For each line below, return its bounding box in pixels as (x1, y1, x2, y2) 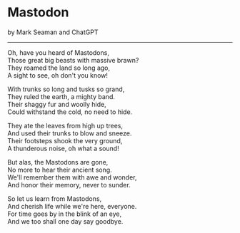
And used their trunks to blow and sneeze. (7, 129, 132, 138)
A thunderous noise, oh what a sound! (7, 144, 119, 152)
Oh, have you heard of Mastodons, (7, 48, 109, 57)
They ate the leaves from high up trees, (7, 121, 124, 130)
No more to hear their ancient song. (7, 165, 112, 174)
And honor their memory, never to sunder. (7, 180, 131, 189)
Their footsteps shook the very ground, (7, 136, 123, 145)
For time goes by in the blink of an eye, (7, 209, 122, 218)
